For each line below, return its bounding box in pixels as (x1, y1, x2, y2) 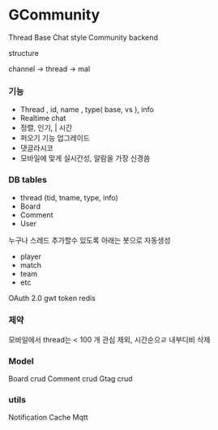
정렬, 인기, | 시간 (19, 123, 73, 133)
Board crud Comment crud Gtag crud (8, 374, 133, 384)
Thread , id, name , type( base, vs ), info (19, 105, 154, 114)
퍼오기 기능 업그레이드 (19, 133, 91, 143)
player (19, 252, 42, 261)
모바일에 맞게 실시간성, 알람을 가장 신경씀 (19, 153, 151, 163)
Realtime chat (19, 114, 66, 123)
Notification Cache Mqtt (8, 412, 88, 423)
